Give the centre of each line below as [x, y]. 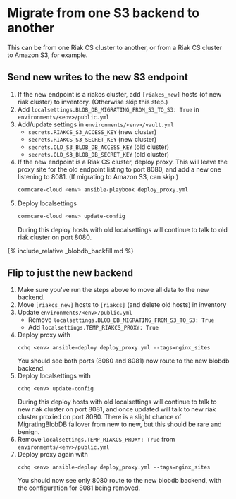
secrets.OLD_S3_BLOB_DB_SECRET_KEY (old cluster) [99, 154]
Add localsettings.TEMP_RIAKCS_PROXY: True [93, 327]
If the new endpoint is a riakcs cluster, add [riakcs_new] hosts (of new [119, 94]
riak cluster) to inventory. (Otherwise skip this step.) [93, 102]
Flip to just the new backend [70, 273]
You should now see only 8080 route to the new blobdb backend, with [119, 481]
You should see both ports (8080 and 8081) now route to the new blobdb [123, 361]
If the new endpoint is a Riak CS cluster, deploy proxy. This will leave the [122, 162]
